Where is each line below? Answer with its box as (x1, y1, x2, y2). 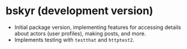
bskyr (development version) (5, 4, 153, 18)
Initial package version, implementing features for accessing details (14, 24, 181, 31)
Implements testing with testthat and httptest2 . (14, 36, 135, 43)
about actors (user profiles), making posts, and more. (14, 30, 146, 37)
